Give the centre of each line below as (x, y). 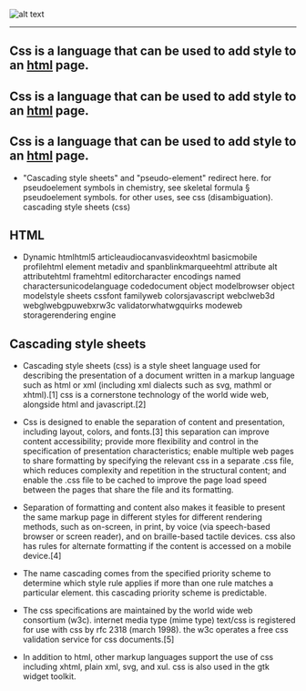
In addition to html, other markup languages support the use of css (148, 657)
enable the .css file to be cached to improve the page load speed (144, 480)
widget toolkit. (49, 676)
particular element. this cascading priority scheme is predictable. (144, 593)
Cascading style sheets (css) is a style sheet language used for (142, 366)
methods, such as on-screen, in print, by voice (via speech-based (146, 527)
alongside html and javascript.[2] (84, 404)
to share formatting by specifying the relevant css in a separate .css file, (158, 461)
